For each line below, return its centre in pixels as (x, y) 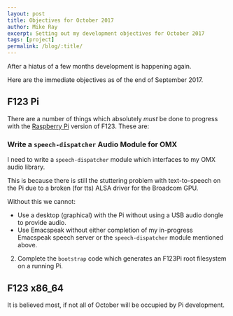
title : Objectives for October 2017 (61, 20)
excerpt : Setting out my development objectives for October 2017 (106, 33)
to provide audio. (42, 223)
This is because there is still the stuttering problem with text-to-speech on (114, 181)
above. (27, 245)
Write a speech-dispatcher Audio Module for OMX (92, 144)
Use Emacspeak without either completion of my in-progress (105, 230)
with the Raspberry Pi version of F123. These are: (78, 126)
